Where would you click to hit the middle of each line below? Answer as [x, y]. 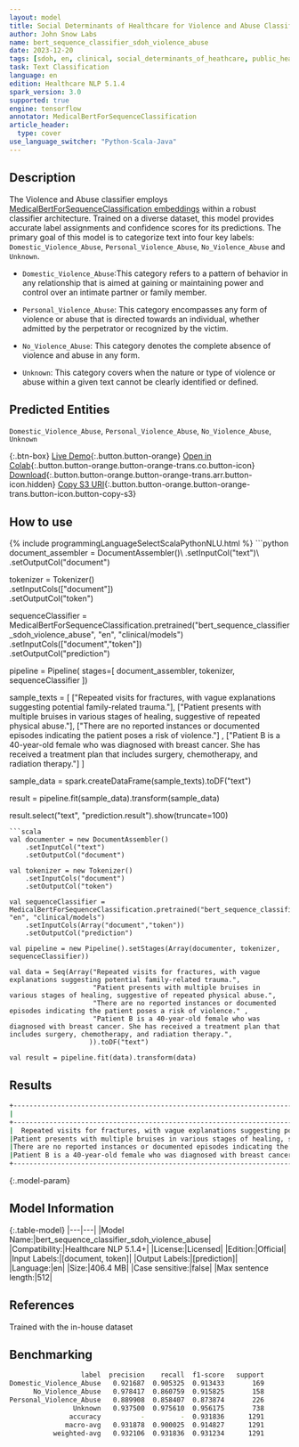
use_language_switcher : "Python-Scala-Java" [93, 142]
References [42, 1305]
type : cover [40, 134]
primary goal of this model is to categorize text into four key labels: [132, 237]
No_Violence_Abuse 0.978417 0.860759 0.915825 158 [149, 1392]
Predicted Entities [60, 409]
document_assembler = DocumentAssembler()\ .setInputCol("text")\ [134, 553]
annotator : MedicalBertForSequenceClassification [103, 117]
